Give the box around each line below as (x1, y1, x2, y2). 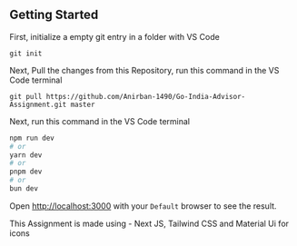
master (70, 100, 95, 109)
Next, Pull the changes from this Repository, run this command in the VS (9, 64, 280, 75)
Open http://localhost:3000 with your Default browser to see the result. (9, 200, 277, 212)
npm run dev (9, 133, 54, 143)
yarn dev (9, 150, 43, 160)
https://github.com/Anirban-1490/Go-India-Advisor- (45, 92, 246, 101)
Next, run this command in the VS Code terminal (9, 115, 191, 126)
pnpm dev (9, 167, 43, 176)
